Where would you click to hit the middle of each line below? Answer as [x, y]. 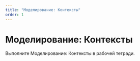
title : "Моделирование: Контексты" [43, 10]
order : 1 [15, 15]
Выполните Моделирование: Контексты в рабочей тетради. [70, 53]
